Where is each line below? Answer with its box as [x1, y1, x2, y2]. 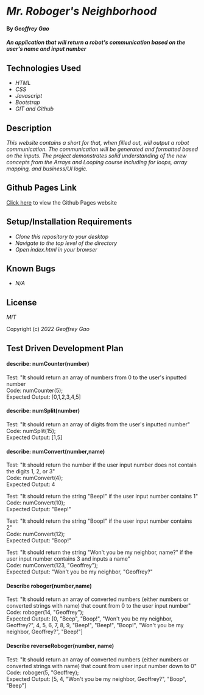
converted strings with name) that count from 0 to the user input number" [6, 602, 191, 609]
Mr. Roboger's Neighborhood [6, 4, 157, 18]
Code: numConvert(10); [6, 499, 65, 506]
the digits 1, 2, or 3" [6, 468, 55, 475]
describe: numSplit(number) [6, 407, 80, 415]
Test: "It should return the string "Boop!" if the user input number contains [6, 517, 192, 525]
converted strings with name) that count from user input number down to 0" [6, 662, 197, 669]
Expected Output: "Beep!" [6, 506, 71, 513]
